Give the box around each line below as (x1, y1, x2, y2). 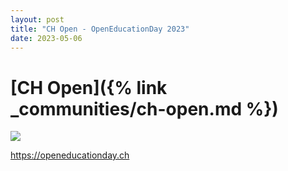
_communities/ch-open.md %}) (10, 97, 279, 120)
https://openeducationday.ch (10, 149, 130, 161)
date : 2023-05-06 (10, 33, 83, 43)
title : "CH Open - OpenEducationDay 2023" (10, 24, 190, 34)
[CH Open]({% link (10, 76, 168, 99)
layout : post (10, 14, 65, 25)
